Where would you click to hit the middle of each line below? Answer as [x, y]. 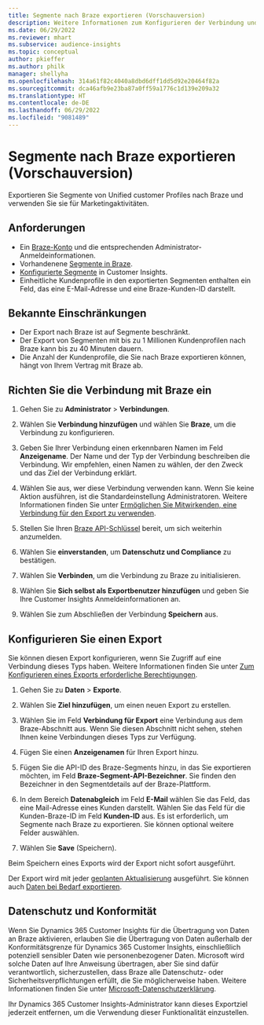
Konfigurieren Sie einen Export [85, 639]
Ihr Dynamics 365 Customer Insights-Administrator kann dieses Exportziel [128, 1004]
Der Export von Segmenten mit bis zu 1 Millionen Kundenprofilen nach [132, 340]
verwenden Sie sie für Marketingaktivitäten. [79, 203]
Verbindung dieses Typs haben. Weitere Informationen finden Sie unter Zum [131, 666]
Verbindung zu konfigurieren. [67, 433]
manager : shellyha [38, 74]
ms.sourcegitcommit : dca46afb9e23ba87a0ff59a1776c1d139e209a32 [114, 88]
